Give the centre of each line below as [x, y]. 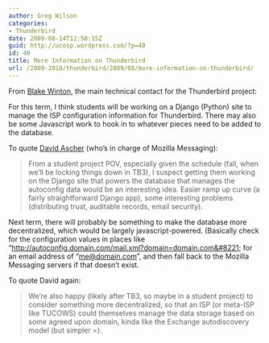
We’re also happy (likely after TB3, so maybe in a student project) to [141, 295]
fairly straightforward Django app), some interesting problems [130, 197]
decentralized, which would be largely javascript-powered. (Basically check [134, 230]
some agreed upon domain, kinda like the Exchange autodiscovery [139, 321]
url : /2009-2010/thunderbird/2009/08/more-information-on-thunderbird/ [131, 68]
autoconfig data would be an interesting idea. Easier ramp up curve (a [144, 189]
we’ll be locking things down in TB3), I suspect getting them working [142, 172]
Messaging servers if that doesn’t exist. [74, 264]
